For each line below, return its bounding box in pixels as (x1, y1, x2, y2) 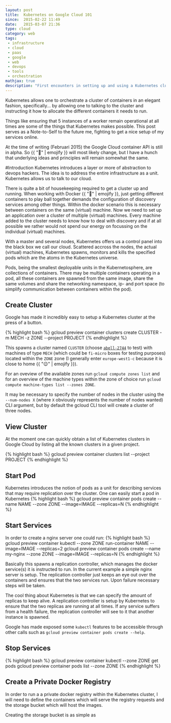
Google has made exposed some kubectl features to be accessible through (5, 624, 163, 630)
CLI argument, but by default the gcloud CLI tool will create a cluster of (5, 402, 154, 409)
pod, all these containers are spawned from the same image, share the (5, 275, 154, 281)
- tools (7, 69, 24, 74)
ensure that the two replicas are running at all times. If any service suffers (5, 603, 160, 609)
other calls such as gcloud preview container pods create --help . (5, 629, 146, 635)
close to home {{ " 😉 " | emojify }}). (5, 361, 78, 367)
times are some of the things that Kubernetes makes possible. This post (5, 123, 156, 129)
